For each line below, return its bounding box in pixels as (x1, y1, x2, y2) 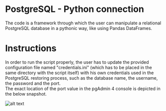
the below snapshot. (5, 91, 47, 97)
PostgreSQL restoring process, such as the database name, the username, (5, 75, 158, 81)
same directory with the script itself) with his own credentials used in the (5, 70, 154, 76)
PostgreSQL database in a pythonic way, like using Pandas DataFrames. (5, 25, 153, 31)
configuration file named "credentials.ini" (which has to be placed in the (5, 64, 153, 70)
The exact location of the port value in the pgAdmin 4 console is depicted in (5, 86, 161, 92)
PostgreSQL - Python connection (5, 3, 144, 15)
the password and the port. (5, 80, 61, 86)
